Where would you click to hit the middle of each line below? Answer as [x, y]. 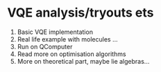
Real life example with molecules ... [67, 39]
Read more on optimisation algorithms [71, 54]
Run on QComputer [45, 46]
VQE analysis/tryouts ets [80, 13]
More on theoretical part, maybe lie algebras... [83, 61]
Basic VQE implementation [55, 32]
